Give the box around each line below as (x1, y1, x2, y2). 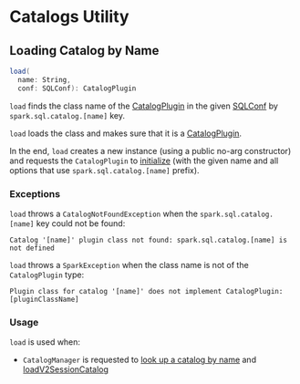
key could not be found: (36, 217, 126, 229)
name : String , (17, 75, 71, 84)
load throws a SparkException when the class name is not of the (9, 259, 249, 270)
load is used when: (9, 337, 80, 348)
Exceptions (9, 187, 61, 200)
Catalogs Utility (9, 6, 129, 27)
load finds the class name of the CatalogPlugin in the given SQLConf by (9, 100, 278, 111)
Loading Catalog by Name (9, 43, 160, 58)
